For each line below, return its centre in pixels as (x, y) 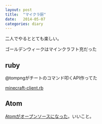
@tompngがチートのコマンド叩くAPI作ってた (51, 78)
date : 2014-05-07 (25, 19)
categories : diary (24, 24)
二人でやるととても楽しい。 (33, 38)
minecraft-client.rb (24, 88)
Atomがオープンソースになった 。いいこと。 (50, 116)
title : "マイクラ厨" (26, 14)
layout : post (19, 10)
